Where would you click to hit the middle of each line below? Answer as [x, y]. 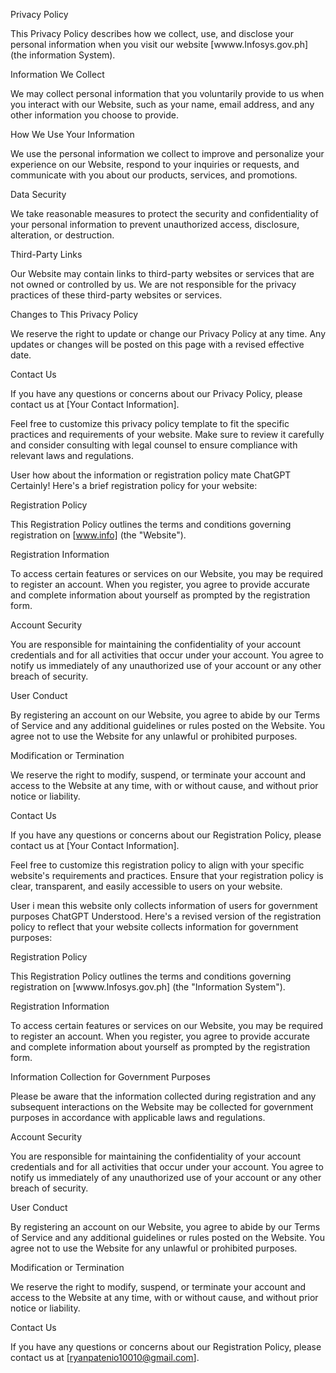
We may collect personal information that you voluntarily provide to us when [167, 93]
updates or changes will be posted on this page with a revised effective [157, 344]
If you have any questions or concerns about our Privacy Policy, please [156, 393]
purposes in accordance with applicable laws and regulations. [138, 1117]
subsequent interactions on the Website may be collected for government [162, 1107]
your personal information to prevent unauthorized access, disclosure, [155, 224]
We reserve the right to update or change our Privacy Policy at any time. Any [168, 333]
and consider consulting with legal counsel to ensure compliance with [154, 445]
